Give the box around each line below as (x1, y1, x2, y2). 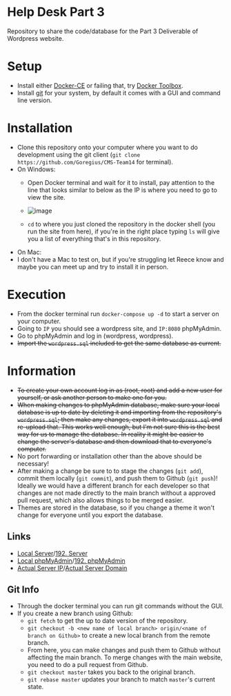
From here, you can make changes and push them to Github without (27, 646, 221, 655)
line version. (17, 96, 52, 104)
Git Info (7, 583, 39, 595)
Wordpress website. (7, 34, 64, 42)
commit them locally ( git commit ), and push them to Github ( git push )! (17, 474, 219, 482)
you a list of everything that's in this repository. (27, 234, 161, 242)
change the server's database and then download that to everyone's (17, 437, 212, 445)
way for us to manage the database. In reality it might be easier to (17, 429, 204, 438)
